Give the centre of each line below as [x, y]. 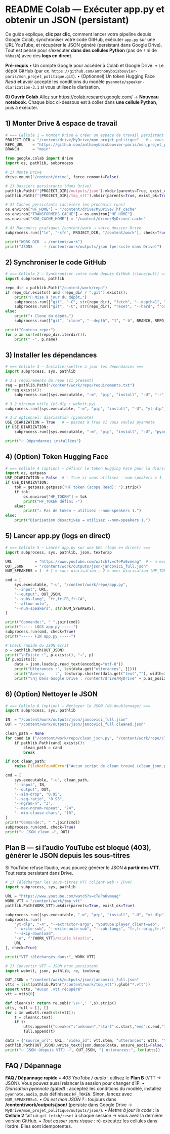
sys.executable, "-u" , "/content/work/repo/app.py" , [71, 585]
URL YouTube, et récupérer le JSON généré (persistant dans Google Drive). [84, 45]
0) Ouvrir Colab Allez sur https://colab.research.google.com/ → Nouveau [82, 97]
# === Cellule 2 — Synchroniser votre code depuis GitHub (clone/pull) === [87, 274]
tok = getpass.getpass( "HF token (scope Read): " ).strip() [78, 487]
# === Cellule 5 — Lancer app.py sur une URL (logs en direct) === [78, 548]
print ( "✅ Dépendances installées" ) [43, 441]
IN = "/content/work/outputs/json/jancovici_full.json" [67, 720]
